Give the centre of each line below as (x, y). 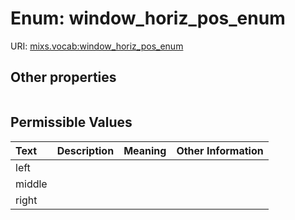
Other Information (220, 150)
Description (85, 150)
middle (31, 184)
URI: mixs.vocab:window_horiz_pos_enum (97, 46)
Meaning (145, 150)
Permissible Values (71, 122)
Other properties (63, 77)
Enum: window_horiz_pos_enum (148, 18)
